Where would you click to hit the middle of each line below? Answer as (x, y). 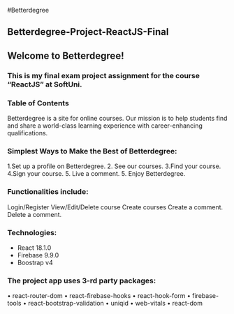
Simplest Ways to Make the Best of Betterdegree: (92, 151)
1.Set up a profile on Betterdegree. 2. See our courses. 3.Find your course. (114, 166)
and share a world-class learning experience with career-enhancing (105, 126)
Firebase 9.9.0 (38, 255)
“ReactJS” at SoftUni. (45, 84)
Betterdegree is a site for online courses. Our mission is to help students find (117, 118)
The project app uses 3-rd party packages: (82, 281)
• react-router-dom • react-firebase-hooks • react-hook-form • (99, 296)
